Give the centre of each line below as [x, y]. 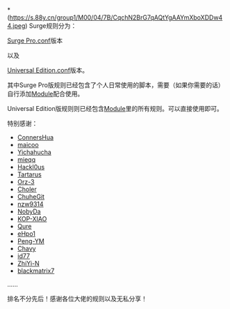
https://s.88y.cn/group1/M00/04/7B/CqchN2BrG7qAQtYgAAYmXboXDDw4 [116, 17]
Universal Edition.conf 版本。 [48, 70]
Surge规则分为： [53, 26]
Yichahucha [34, 152]
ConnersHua [35, 137]
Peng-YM [31, 241]
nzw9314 [30, 204]
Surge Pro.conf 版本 [35, 40]
